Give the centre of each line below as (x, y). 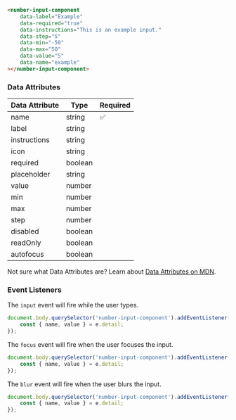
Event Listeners (34, 290)
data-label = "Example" (51, 17)
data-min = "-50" (42, 43)
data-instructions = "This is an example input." (91, 30)
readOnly (26, 243)
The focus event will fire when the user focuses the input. (90, 344)
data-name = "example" (50, 63)
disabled (25, 231)
